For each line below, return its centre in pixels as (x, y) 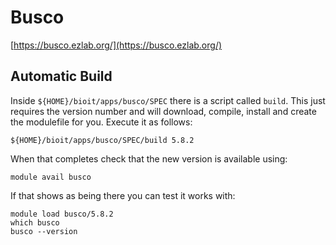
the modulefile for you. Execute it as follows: (101, 122)
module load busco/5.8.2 (62, 214)
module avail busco (51, 177)
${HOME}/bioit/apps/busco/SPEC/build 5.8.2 (102, 140)
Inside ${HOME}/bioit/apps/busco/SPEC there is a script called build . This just (168, 100)
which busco (35, 222)
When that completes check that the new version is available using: (149, 158)
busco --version (44, 231)
